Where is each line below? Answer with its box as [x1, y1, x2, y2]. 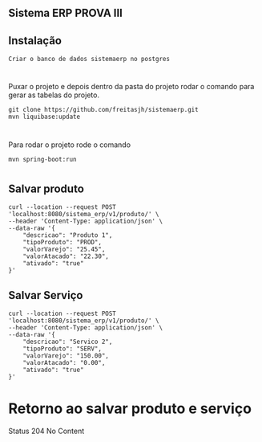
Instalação [8, 34, 62, 47]
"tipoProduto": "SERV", [22, 345, 103, 353]
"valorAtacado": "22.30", [22, 252, 110, 260]
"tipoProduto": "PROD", [22, 239, 103, 247]
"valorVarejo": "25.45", [22, 245, 106, 254]
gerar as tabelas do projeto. [8, 90, 100, 100]
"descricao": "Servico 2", [22, 338, 113, 346]
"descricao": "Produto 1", [22, 231, 113, 239]
